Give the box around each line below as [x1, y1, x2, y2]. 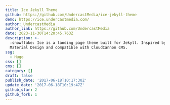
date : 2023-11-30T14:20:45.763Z [5, 31, 73, 36]
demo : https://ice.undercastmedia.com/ [5, 17, 90, 22]
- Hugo [10, 54, 24, 60]
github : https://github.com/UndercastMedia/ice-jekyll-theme [5, 12, 137, 17]
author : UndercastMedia [5, 21, 56, 27]
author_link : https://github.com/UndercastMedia [5, 26, 110, 31]
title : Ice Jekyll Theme [5, 7, 58, 13]
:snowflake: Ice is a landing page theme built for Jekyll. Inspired [10, 40, 159, 45]
